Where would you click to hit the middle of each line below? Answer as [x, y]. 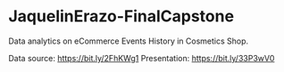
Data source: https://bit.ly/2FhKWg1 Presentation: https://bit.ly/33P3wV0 [142, 58]
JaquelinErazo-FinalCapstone [121, 16]
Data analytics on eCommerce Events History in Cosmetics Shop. [129, 41]
